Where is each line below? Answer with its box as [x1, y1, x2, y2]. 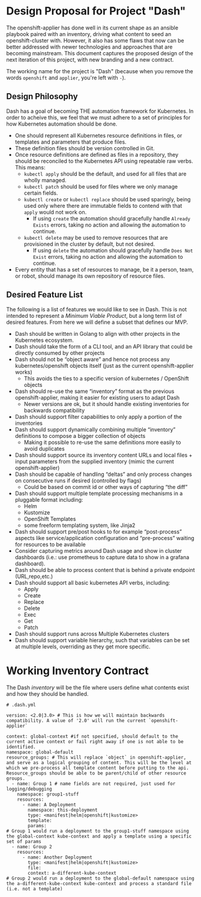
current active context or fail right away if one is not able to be [6, 738, 184, 744]
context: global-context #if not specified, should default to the [6, 733, 179, 740]
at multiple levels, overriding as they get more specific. [14, 643, 151, 650]
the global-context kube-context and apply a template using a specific [6, 833, 192, 839]
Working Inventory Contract [6, 664, 149, 677]
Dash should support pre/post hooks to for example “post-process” [14, 528, 182, 535]
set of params [6, 838, 42, 845]
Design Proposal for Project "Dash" [6, 4, 186, 18]
